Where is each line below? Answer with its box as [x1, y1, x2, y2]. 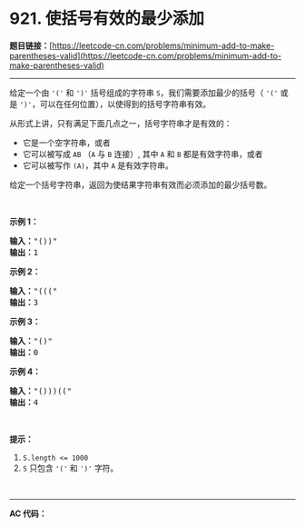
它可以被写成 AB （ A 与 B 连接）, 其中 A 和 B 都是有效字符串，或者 [22, 148, 263, 159]
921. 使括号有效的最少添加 [9, 8, 205, 29]
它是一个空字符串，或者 [22, 137, 111, 148]
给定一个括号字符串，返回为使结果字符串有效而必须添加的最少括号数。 [9, 179, 272, 190]
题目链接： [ [9, 40, 53, 51]
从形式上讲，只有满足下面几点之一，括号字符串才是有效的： [9, 117, 232, 128]
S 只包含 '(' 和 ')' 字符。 [22, 462, 119, 473]
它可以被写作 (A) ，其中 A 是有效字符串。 [22, 160, 174, 171]
